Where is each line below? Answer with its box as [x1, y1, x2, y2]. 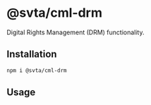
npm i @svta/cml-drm [6, 66, 68, 74]
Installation [6, 48, 57, 60]
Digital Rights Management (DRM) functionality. [6, 28, 145, 36]
